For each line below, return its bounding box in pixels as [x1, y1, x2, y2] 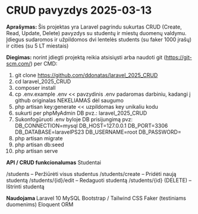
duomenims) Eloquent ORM [6, 200, 74, 208]
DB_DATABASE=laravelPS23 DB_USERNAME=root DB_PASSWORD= [14, 128, 181, 136]
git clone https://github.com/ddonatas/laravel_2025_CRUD [14, 71, 158, 78]
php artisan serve [14, 147, 58, 155]
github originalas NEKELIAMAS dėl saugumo [14, 96, 124, 104]
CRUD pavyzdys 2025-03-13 [6, 4, 152, 17]
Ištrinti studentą [6, 182, 45, 190]
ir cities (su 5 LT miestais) [6, 42, 69, 49]
